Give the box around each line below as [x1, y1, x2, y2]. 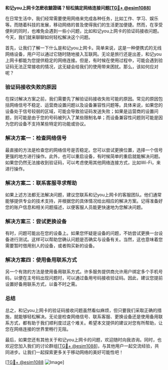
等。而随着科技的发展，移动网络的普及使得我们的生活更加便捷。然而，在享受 [5, 22, 163, 27]
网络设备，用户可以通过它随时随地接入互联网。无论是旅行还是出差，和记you [5, 51, 162, 57]
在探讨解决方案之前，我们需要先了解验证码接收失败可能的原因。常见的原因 [5, 96, 158, 102]
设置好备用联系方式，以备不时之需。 [5, 281, 80, 287]
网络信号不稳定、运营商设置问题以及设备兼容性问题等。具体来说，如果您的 [9, 102, 163, 108]
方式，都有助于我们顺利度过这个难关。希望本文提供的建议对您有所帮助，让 [9, 319, 163, 325]
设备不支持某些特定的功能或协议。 [18, 121, 88, 127]
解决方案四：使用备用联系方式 [5, 256, 77, 263]
